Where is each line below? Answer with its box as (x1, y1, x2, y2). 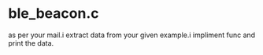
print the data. (8, 38, 54, 47)
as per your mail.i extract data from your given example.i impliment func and (8, 30, 256, 40)
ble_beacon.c (8, 5, 99, 22)
